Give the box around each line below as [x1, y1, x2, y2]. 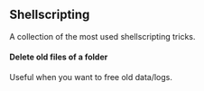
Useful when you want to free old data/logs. [9, 72, 173, 83]
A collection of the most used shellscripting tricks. [9, 31, 196, 41]
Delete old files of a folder [9, 51, 108, 62]
